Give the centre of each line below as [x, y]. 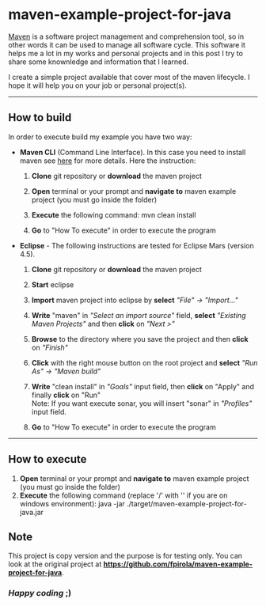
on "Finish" [50, 347]
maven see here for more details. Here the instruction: [108, 161]
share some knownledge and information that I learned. [99, 62]
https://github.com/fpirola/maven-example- [178, 564]
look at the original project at [55, 564]
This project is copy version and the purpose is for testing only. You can [125, 556]
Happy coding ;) [40, 593]
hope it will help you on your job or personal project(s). [98, 85]
